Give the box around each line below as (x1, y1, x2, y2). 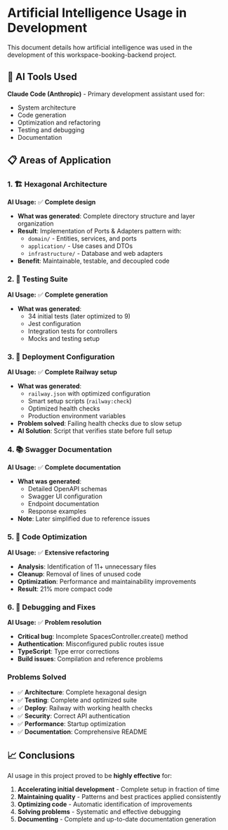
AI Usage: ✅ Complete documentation (7, 463, 121, 472)
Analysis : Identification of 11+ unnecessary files (17, 562, 156, 571)
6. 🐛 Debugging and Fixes (7, 602, 96, 612)
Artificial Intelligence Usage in (7, 5, 187, 21)
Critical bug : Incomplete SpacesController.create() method (17, 632, 188, 640)
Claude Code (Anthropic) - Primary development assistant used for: (7, 89, 205, 98)
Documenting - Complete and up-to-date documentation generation (17, 815, 216, 824)
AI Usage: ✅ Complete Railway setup (7, 368, 118, 377)
